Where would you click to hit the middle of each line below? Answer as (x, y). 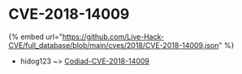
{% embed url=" (36, 37)
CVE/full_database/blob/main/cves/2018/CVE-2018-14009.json (114, 45)
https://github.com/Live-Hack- (113, 37)
